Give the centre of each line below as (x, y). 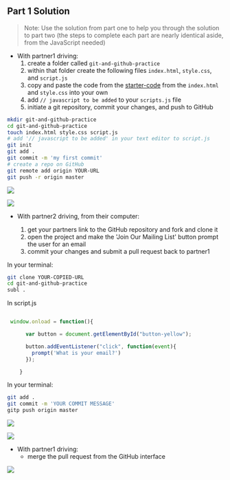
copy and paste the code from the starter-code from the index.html (123, 85)
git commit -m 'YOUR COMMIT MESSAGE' (61, 404)
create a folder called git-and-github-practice (93, 63)
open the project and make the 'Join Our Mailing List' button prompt (123, 237)
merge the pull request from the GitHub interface (96, 457)
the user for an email (57, 244)
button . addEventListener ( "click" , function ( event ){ (101, 347)
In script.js (22, 303)
